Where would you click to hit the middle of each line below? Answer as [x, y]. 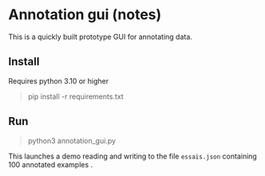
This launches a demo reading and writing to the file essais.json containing [132, 156]
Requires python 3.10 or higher [59, 80]
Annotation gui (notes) [85, 15]
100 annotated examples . [51, 164]
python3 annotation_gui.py [72, 140]
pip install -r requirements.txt [75, 96]
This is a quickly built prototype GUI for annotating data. [101, 37]
